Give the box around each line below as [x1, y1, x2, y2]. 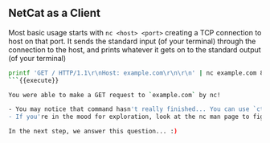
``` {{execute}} [8, 76, 59, 84]
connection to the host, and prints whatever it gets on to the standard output [8, 44, 261, 55]
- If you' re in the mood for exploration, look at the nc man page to [8, 112, 250, 121]
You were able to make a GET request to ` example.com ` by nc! [8, 91, 221, 99]
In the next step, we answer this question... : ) [8, 128, 178, 136]
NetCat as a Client [8, 6, 100, 20]
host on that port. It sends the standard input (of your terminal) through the [8, 36, 256, 46]
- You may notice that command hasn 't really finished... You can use [8, 105, 250, 113]
